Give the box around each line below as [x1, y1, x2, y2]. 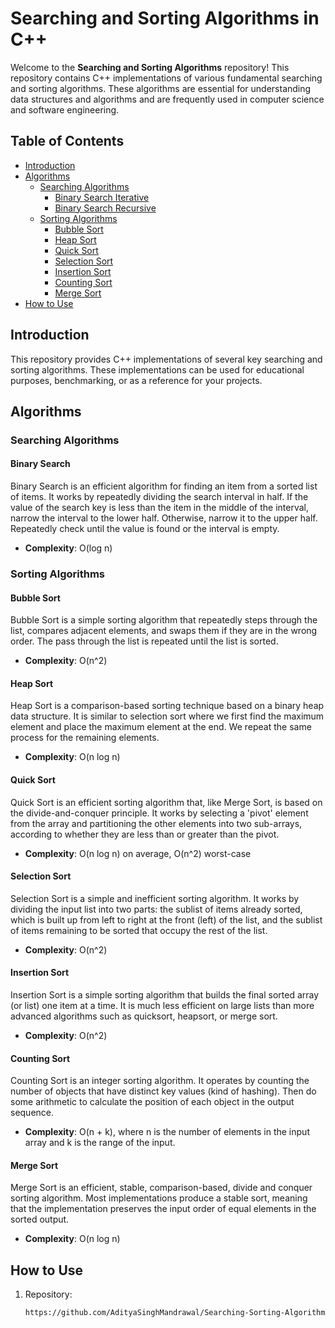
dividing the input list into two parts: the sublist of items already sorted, [10, 903, 303, 915]
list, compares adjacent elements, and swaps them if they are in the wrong [10, 625, 318, 637]
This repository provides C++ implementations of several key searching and [10, 353, 323, 365]
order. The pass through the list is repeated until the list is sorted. [10, 635, 279, 647]
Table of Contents [10, 133, 125, 150]
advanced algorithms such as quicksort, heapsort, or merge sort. [10, 1010, 278, 1022]
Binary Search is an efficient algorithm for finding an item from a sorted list [10, 480, 318, 492]
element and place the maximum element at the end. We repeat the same [10, 721, 312, 733]
